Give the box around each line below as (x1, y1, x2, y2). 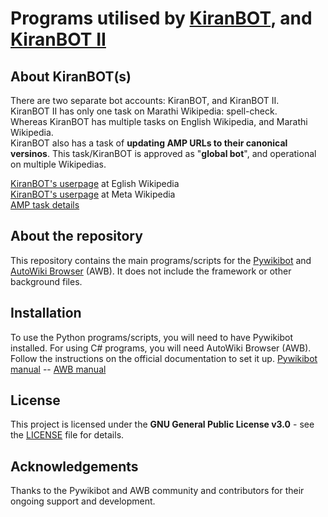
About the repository (10, 228, 143, 245)
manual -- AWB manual (10, 363, 107, 375)
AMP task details (10, 199, 80, 211)
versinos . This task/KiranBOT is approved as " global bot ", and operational (10, 148, 317, 159)
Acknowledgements (10, 458, 139, 475)
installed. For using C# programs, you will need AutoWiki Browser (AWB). (10, 342, 312, 354)
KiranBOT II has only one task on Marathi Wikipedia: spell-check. (10, 105, 278, 117)
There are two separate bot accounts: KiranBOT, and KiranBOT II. (10, 95, 280, 106)
